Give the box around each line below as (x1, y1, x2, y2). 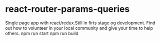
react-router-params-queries (5, 3, 130, 15)
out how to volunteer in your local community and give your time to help (5, 25, 153, 31)
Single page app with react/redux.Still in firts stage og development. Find (5, 20, 156, 26)
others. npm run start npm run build (5, 30, 78, 36)
